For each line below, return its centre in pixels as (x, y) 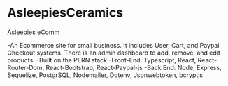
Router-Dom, (26, 67)
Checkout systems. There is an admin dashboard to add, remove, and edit (114, 53)
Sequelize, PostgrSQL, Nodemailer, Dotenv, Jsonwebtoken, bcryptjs (105, 75)
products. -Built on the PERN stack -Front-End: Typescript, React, (102, 60)
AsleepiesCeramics (65, 13)
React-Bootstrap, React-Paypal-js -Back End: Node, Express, (133, 67)
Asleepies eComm (34, 32)
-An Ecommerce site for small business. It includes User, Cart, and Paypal (113, 45)
